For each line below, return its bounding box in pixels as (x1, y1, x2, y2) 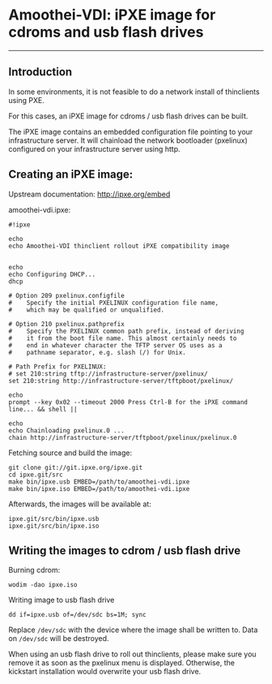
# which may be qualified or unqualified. (8, 306, 164, 314)
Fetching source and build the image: (8, 448, 133, 458)
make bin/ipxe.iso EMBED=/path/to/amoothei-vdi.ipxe (8, 484, 190, 493)
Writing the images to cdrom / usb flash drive (8, 544, 241, 557)
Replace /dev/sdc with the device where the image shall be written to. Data (8, 625, 258, 635)
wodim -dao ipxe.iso (8, 581, 79, 589)
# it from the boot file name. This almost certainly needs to (8, 334, 237, 342)
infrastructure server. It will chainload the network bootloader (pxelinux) (8, 136, 249, 145)
